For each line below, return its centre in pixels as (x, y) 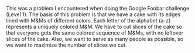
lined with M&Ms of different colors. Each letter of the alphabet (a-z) (88, 20)
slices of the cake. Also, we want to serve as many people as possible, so (95, 39)
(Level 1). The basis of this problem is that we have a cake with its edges (93, 14)
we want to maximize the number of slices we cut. (66, 45)
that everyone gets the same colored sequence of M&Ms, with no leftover (95, 33)
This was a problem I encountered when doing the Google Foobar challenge (98, 8)
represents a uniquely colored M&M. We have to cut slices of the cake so (94, 26)
